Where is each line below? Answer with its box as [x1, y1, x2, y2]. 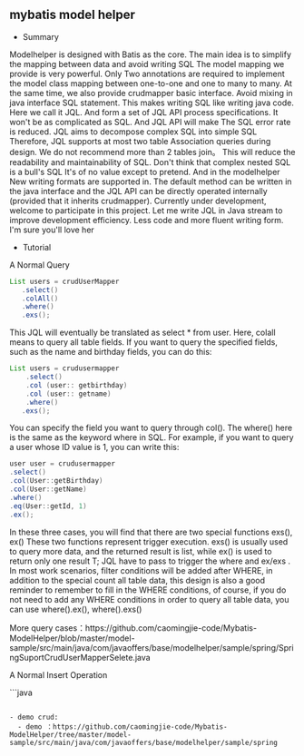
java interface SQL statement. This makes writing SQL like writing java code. [9, 97, 295, 108]
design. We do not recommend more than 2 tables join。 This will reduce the [9, 146, 296, 157]
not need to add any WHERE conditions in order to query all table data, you [9, 594, 289, 604]
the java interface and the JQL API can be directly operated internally [9, 185, 268, 196]
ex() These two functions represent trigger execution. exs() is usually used [9, 535, 289, 547]
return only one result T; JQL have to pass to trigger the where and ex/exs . [9, 555, 291, 566]
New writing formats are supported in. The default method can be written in [9, 176, 292, 187]
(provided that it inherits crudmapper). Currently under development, [9, 195, 267, 206]
